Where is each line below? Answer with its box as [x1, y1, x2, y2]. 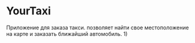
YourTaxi [6, 4, 51, 18]
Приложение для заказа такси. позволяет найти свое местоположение [6, 24, 189, 31]
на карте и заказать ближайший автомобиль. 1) [6, 30, 128, 37]
